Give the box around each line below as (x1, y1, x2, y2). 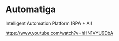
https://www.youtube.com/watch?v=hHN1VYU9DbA (5, 30, 114, 36)
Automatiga (5, 4, 56, 15)
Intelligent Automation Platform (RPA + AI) (5, 20, 93, 26)
